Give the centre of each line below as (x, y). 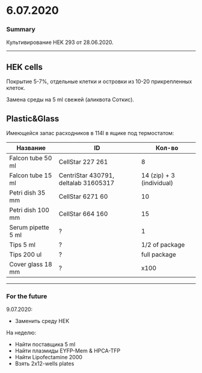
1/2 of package (163, 245)
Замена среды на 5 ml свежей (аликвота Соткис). (70, 99)
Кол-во (167, 148)
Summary (21, 30)
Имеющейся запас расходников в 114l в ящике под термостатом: (90, 133)
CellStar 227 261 (83, 162)
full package (158, 255)
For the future (27, 296)
